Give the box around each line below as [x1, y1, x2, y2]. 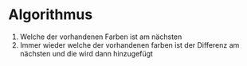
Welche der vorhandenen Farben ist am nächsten [19, 32, 182, 41]
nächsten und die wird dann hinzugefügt [19, 49, 154, 58]
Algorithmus [8, 6, 93, 24]
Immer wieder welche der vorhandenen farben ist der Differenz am [19, 40, 240, 49]
